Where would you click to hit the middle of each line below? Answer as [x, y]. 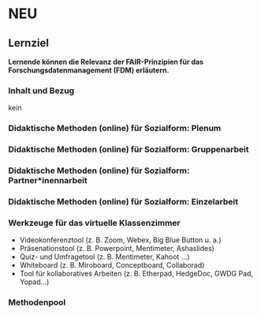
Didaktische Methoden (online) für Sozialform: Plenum [115, 129]
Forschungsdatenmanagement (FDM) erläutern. [89, 70]
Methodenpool [37, 302]
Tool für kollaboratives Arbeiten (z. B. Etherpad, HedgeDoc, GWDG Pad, [136, 274]
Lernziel [29, 43]
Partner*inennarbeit [48, 181]
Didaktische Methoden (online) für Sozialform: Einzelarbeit [123, 201]
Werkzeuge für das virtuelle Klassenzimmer [94, 223]
